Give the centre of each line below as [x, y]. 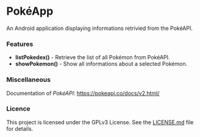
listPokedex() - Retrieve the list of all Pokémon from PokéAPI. [92, 57]
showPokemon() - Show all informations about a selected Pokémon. [101, 64]
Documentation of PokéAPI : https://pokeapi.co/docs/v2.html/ [83, 93]
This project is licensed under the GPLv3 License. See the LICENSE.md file [100, 122]
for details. [20, 128]
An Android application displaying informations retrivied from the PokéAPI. [100, 28]
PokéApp [30, 11]
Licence [18, 109]
